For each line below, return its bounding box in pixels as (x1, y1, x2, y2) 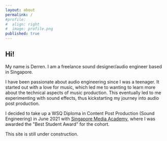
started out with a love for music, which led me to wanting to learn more (5, 84, 156, 90)
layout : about (5, 7, 36, 13)
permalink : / (5, 12, 33, 17)
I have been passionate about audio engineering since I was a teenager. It (5, 78, 159, 84)
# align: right (5, 21, 40, 27)
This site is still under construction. (5, 131, 79, 137)
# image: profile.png (5, 26, 53, 32)
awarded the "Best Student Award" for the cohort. (5, 121, 110, 127)
